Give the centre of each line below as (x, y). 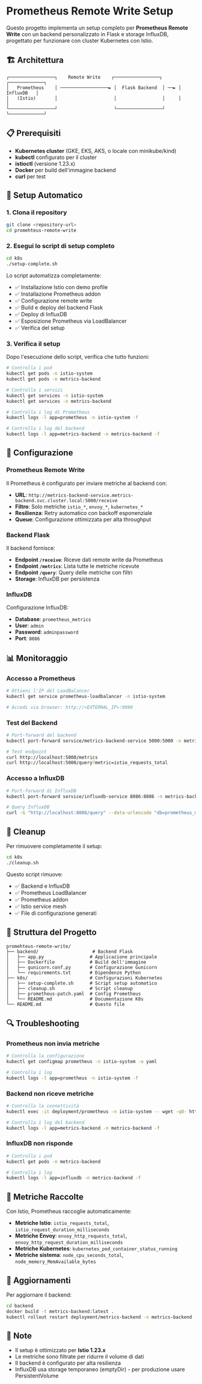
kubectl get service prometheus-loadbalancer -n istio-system (86, 696)
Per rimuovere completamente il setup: (54, 846)
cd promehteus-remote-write (41, 231)
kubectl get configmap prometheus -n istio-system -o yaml (82, 1062)
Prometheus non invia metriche (53, 1043)
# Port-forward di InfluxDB (41, 791)
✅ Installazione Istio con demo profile (61, 287)
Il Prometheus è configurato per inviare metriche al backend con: (87, 483)
